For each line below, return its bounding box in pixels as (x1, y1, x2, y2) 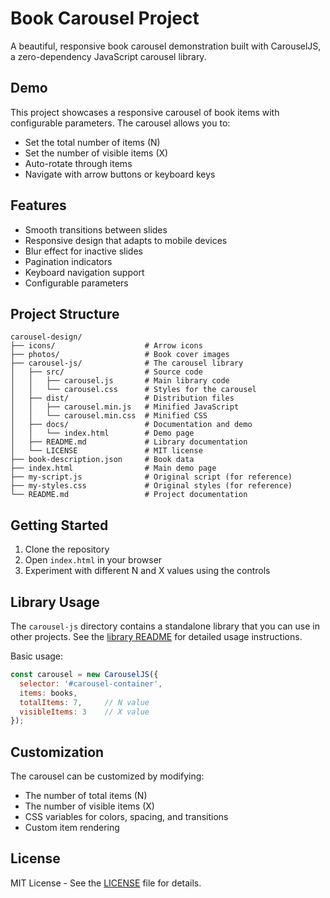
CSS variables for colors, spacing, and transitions (24, 811, 229, 823)
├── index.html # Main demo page (10, 463, 217, 474)
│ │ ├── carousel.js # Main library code (10, 376, 230, 386)
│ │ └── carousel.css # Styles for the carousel (10, 385, 257, 395)
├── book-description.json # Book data (10, 455, 195, 465)
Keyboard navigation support (24, 266, 145, 278)
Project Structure (10, 305, 120, 322)
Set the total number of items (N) (24, 136, 161, 148)
